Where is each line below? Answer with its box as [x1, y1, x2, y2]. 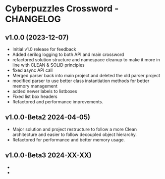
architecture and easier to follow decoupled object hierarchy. [12, 132, 137, 137]
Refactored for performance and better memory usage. [12, 136, 125, 142]
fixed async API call [12, 67, 53, 73]
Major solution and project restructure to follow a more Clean [12, 126, 137, 132]
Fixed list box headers [12, 93, 58, 99]
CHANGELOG [5, 13, 61, 25]
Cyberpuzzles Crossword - [5, 3, 119, 14]
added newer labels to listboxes [12, 89, 77, 94]
